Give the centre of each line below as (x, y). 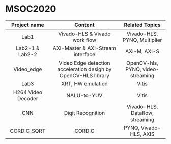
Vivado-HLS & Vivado (84, 34)
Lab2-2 (27, 54)
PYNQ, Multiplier (142, 40)
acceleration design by (84, 69)
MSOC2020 (31, 9)
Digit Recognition (84, 113)
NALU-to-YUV (84, 95)
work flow (84, 40)
